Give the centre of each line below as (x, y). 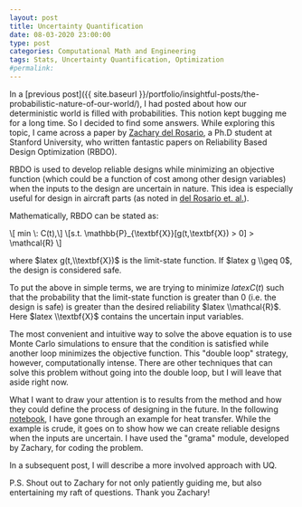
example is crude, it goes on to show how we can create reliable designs (145, 428)
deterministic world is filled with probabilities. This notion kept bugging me (148, 113)
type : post (30, 43)
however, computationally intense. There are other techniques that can (141, 362)
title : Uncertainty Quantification (76, 26)
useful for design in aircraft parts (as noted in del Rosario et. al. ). (129, 198)
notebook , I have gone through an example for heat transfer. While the (140, 418)
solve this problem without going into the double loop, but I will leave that (146, 372)
